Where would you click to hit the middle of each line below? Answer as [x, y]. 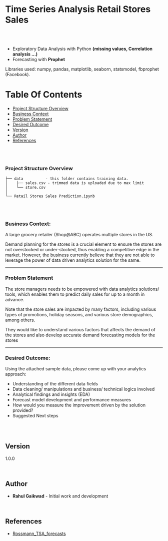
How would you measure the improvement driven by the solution [79, 405]
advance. [15, 299]
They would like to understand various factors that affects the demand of [80, 329]
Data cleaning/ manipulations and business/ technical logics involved [83, 389]
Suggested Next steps [35, 416]
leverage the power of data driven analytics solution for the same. [73, 260]
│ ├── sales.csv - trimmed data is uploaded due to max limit [74, 183]
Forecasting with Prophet [38, 59]
